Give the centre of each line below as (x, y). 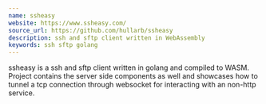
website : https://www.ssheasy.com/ (67, 23)
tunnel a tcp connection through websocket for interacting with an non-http (133, 85)
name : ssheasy (32, 15)
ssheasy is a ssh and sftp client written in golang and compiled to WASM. (129, 67)
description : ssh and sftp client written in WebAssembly (107, 38)
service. (22, 93)
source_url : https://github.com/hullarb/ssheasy (91, 30)
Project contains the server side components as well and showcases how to (133, 76)
